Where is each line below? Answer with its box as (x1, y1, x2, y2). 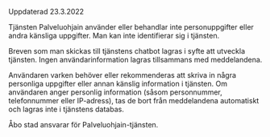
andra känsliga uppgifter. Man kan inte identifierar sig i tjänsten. (8, 31, 220, 40)
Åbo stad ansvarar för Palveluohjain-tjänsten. (8, 120, 159, 129)
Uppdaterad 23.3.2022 (8, 7, 85, 16)
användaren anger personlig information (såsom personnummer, (8, 87, 223, 97)
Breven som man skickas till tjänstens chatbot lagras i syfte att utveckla (8, 46, 246, 55)
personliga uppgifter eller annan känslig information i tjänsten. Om (8, 79, 228, 88)
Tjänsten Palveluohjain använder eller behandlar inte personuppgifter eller (8, 22, 254, 31)
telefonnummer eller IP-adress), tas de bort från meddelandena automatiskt (8, 96, 260, 105)
